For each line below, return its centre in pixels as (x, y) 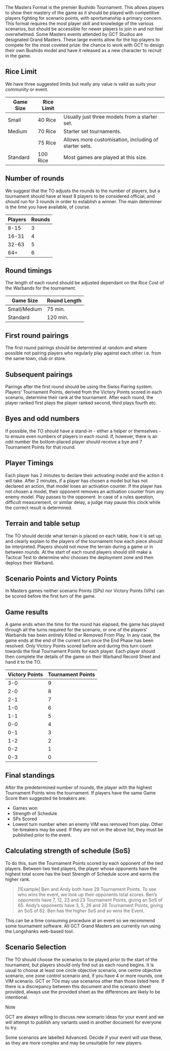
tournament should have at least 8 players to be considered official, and (80, 196)
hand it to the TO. (23, 662)
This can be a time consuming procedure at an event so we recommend (80, 920)
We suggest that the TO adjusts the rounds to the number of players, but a (83, 191)
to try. (11, 1027)
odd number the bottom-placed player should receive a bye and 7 (74, 442)
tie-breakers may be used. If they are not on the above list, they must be (88, 829)
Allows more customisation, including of (111, 139)
